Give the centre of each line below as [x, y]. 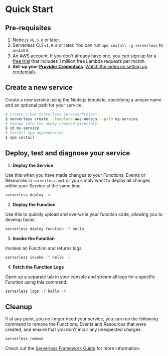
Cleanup [19, 307]
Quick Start [29, 9]
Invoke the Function [34, 238]
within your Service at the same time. [44, 186]
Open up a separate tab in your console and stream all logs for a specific [80, 277]
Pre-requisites [28, 28]
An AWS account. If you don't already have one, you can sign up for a [84, 56]
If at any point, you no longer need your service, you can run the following [81, 319]
